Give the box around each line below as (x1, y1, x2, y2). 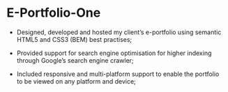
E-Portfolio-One (6, 5, 101, 21)
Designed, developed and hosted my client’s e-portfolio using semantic (16, 28, 222, 36)
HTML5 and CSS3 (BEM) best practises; (16, 35, 132, 43)
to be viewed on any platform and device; (16, 77, 137, 85)
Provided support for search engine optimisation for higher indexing (16, 49, 212, 57)
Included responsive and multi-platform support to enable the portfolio (16, 70, 220, 78)
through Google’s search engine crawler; (16, 56, 134, 64)
